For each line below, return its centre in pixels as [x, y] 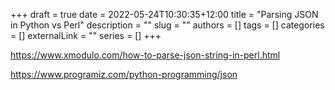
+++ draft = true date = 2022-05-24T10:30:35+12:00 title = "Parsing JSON [164, 14]
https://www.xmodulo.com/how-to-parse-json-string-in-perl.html [145, 55]
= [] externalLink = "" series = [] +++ [86, 35]
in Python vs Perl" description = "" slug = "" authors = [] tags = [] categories [167, 25]
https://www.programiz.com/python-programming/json [124, 74]
